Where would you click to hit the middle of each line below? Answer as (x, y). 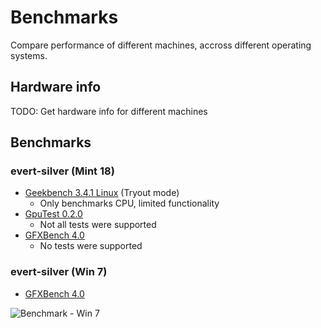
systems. (29, 55)
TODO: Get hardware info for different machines (109, 111)
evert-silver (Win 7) (59, 272)
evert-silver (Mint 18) (62, 171)
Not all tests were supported (98, 225)
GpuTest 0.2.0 (53, 214)
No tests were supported (91, 246)
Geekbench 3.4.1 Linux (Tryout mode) (102, 193)
